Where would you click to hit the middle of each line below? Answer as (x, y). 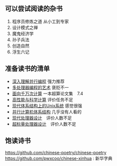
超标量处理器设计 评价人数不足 (44, 124)
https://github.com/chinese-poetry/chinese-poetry (56, 153)
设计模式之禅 (25, 27)
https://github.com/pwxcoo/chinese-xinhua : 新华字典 (59, 158)
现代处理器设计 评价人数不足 (42, 118)
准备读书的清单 (27, 69)
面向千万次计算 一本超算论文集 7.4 (48, 93)
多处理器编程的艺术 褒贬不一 (40, 87)
